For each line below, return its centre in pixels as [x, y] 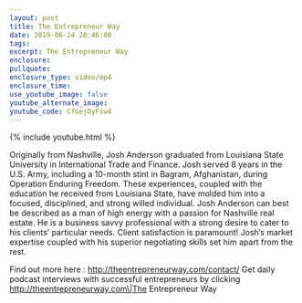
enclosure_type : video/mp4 [61, 78]
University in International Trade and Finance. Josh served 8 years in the [146, 164]
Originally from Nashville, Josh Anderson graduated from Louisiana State [147, 155]
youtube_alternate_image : [58, 103]
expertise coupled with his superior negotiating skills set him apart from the [151, 242]
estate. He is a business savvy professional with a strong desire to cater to [149, 223]
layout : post [34, 18]
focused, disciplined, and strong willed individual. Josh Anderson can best [149, 204]
